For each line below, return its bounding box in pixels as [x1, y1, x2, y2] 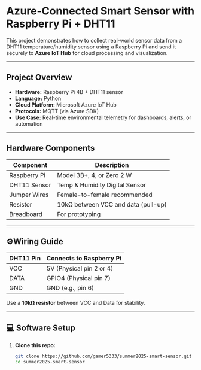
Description [95, 160, 129, 169]
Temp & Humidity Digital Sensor [56, 181, 147, 189]
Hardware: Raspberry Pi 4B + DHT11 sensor [14, 88, 124, 95]
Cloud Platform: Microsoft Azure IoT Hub [14, 101, 117, 108]
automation [14, 120, 43, 127]
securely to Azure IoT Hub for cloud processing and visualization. [6, 49, 168, 56]
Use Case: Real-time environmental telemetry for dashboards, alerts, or [14, 114, 191, 121]
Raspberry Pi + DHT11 [6, 17, 115, 31]
